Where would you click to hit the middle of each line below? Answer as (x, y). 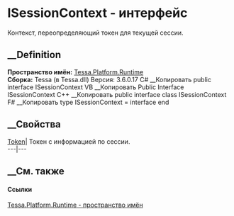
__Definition (34, 55)
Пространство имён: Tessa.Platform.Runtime (76, 72)
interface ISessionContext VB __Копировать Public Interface (96, 87)
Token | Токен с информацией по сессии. (69, 141)
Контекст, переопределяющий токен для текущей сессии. (95, 33)
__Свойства (34, 124)
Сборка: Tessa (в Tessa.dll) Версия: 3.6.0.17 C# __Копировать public (109, 79)
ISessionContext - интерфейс (97, 13)
